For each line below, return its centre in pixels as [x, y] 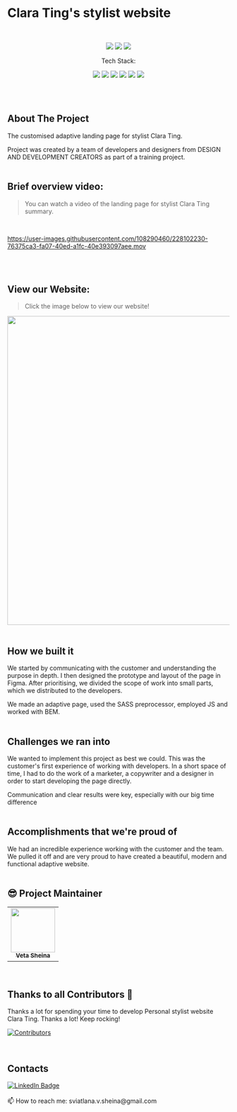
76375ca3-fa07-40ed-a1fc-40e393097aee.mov [77, 246]
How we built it [41, 651]
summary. [39, 211]
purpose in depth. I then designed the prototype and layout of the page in [114, 676]
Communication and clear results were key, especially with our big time [111, 795]
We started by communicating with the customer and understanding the [112, 668]
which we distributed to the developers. [65, 690]
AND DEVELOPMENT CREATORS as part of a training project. [96, 157]
